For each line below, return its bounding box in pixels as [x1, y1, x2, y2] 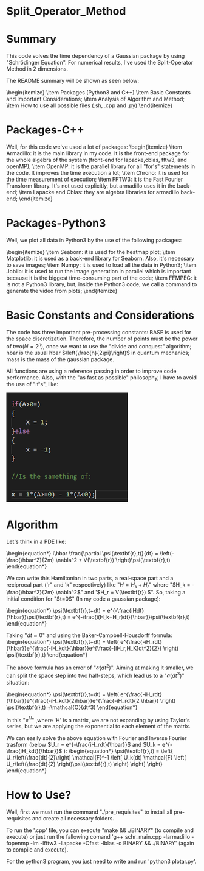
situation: [6, 679, 30, 686]
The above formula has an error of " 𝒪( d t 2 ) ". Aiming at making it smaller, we [6, 663, 194, 671]
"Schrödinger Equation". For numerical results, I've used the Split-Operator [6, 59, 193, 66]
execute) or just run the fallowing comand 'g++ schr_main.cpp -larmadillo [6, 833, 190, 841]
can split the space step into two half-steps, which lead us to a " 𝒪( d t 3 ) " [6, 671, 185, 679]
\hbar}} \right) [140, 697, 176, 704]
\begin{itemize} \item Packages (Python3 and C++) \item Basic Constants [6, 89, 191, 96]
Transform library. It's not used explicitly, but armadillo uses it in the [6, 182, 176, 189]
